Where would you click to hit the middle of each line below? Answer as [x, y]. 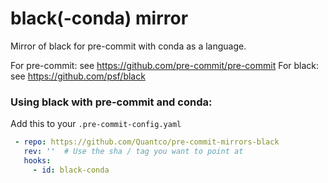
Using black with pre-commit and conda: [111, 102]
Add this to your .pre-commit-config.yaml [96, 124]
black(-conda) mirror [99, 18]
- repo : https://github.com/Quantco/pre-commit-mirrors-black [147, 142]
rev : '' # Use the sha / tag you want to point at [133, 152]
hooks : [37, 160]
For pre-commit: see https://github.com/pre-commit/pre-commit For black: [165, 65]
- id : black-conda [71, 170]
